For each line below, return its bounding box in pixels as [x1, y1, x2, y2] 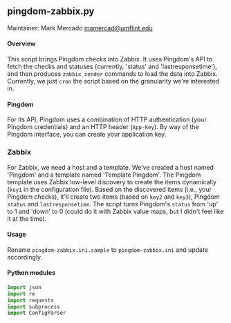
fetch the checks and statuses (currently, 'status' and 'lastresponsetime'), [7, 62, 218, 71]
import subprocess [7, 303, 60, 310]
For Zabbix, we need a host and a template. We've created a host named [7, 163, 214, 171]
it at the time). [7, 214, 47, 223]
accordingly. [7, 253, 43, 261]
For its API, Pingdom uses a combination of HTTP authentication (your [7, 115, 207, 124]
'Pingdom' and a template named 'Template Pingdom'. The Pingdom [7, 170, 201, 179]
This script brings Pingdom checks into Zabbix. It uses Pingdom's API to [7, 55, 213, 63]
